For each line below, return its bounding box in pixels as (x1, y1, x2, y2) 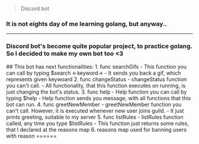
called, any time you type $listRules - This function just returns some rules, (6, 120, 190, 127)
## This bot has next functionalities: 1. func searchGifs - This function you (6, 63, 187, 70)
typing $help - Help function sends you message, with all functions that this (6, 94, 191, 101)
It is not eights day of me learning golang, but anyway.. (6, 20, 168, 28)
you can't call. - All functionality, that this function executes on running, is (6, 82, 186, 89)
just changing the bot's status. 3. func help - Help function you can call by (6, 88, 187, 95)
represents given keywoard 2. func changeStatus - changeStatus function (6, 75, 187, 82)
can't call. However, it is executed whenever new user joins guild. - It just (6, 107, 184, 114)
